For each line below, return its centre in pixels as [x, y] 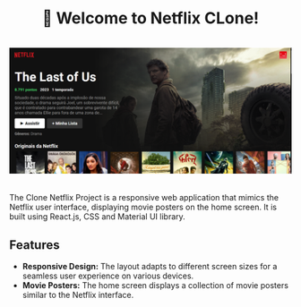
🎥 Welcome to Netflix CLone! [150, 18]
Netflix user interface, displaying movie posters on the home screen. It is [143, 207]
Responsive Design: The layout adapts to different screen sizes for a [150, 267]
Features [34, 245]
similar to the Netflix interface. [78, 295]
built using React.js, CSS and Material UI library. [97, 217]
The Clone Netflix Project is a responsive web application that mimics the [144, 198]
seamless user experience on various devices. [108, 276]
